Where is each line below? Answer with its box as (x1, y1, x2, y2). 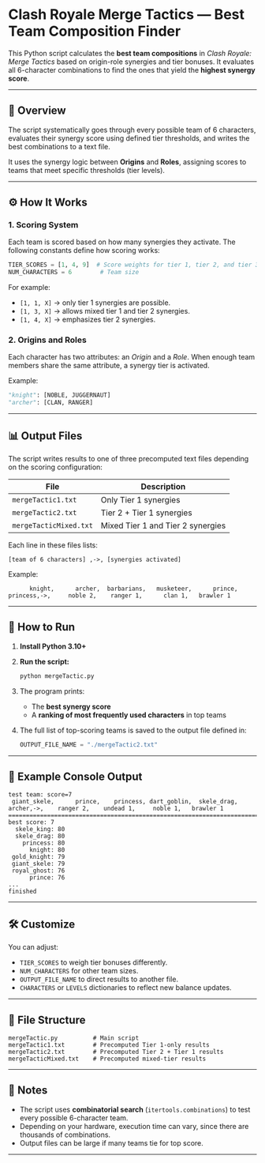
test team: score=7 (8, 791, 73, 799)
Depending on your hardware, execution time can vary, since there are (19, 1121, 249, 1131)
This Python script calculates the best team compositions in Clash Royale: (8, 48, 252, 58)
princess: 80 (22, 839, 65, 847)
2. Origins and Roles (8, 334, 87, 345)
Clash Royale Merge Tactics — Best (8, 6, 245, 24)
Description (140, 481, 186, 492)
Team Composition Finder (8, 22, 181, 40)
